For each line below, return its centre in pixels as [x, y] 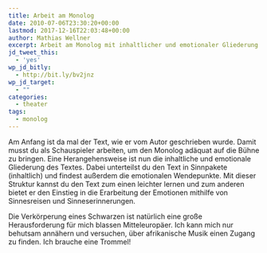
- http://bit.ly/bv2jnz [55, 75]
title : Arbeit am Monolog [51, 16]
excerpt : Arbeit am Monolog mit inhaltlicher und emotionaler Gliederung [133, 45]
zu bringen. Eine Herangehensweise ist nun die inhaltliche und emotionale [130, 158]
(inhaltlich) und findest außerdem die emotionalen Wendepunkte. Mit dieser [132, 175]
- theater [31, 104]
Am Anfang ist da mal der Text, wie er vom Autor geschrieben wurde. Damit [132, 142]
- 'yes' [28, 60]
